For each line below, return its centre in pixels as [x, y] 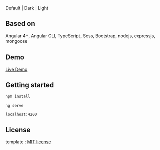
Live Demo [16, 69]
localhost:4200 [21, 114]
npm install [18, 97]
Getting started [30, 85]
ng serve [14, 106]
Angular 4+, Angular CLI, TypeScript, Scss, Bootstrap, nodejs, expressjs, [81, 36]
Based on [20, 23]
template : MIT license [28, 142]
